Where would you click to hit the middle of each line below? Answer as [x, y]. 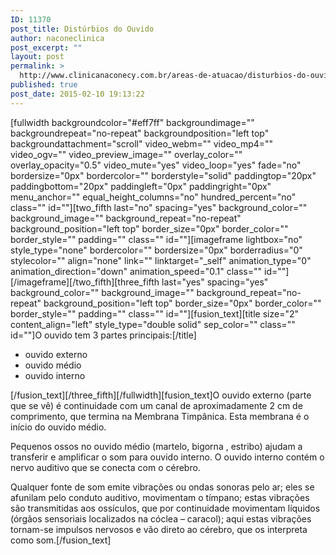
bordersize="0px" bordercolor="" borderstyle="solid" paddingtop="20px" [163, 175]
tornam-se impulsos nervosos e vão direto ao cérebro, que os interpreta [159, 529]
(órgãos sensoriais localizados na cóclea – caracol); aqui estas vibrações [161, 518]
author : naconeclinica [57, 38]
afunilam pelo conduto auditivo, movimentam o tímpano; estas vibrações [160, 497]
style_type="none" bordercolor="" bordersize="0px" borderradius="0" [156, 250]
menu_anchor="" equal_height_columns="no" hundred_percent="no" [153, 197]
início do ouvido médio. [58, 427]
